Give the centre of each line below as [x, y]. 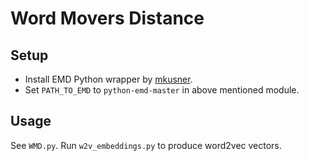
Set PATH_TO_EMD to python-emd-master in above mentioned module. [162, 90]
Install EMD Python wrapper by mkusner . [108, 79]
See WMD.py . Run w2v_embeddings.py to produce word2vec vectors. [146, 145]
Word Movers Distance [107, 18]
